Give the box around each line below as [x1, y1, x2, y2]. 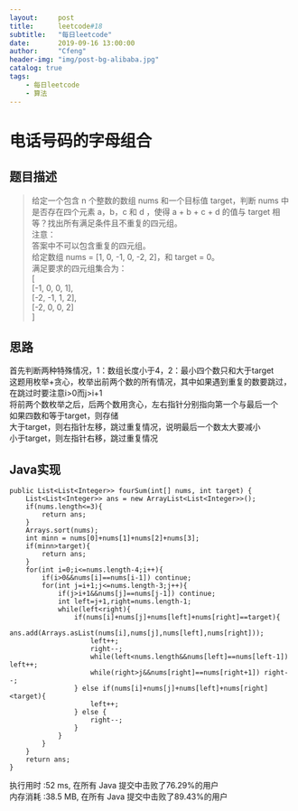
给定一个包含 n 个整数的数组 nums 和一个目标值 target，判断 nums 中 [31, 195, 289, 206]
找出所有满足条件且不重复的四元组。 [47, 218, 182, 228]
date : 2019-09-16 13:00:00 [9, 38, 135, 48]
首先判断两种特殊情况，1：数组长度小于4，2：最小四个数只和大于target [9, 365, 275, 376]
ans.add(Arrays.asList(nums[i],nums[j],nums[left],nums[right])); [9, 629, 265, 638]
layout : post [9, 13, 75, 23]
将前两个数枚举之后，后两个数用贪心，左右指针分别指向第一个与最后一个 [9, 399, 278, 410]
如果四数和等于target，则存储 [9, 410, 119, 421]
